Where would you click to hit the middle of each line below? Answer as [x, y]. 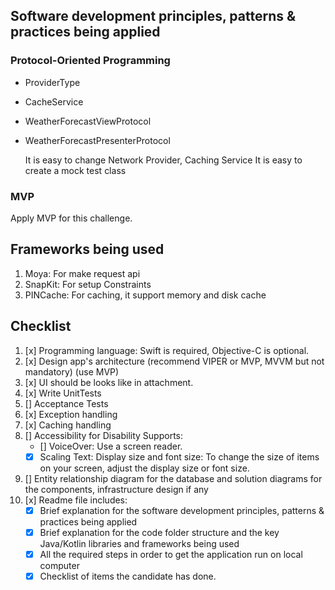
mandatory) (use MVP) [72, 371]
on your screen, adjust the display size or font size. [144, 468]
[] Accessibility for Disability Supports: [104, 435]
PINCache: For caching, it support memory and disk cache [145, 295]
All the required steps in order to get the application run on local [171, 554]
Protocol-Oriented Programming [90, 61]
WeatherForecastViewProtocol [88, 121]
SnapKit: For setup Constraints [88, 284]
